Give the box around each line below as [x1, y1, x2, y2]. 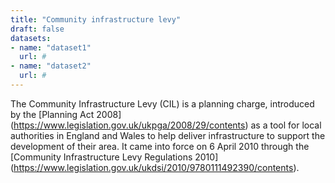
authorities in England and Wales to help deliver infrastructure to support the [10, 129, 326, 141]
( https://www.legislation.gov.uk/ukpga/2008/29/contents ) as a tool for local [10, 119, 322, 131]
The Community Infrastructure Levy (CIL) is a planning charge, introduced [10, 97, 315, 110]
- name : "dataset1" [10, 42, 92, 53]
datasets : [10, 33, 52, 43]
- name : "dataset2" [10, 61, 92, 71]
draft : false [10, 24, 65, 34]
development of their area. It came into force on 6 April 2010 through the [10, 140, 310, 152]
